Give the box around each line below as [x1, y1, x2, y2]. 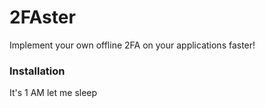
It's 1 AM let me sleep [9, 87, 98, 99]
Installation [9, 64, 66, 78]
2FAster [9, 6, 76, 29]
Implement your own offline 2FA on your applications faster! [9, 39, 256, 51]
